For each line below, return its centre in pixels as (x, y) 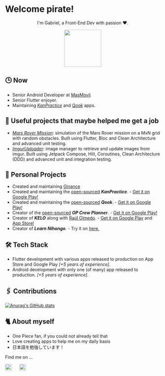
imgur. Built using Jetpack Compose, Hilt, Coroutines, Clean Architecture (86, 154)
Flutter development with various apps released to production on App (83, 259)
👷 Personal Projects (36, 174)
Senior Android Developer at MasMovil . (52, 94)
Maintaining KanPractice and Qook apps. (54, 105)
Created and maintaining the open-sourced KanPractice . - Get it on (81, 192)
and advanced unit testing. (39, 143)
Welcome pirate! (40, 9)
